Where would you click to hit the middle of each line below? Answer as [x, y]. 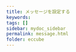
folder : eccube [25, 39]
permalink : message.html [37, 34]
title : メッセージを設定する [38, 12]
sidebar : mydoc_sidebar [36, 28]
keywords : [19, 17]
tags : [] [17, 23]
